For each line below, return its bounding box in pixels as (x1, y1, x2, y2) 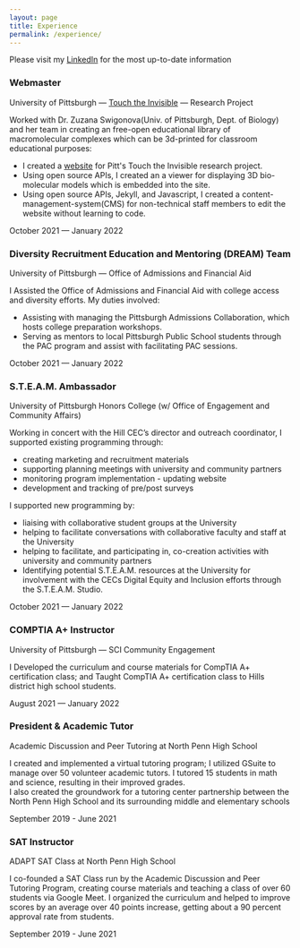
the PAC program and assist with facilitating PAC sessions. (21, 340, 238, 351)
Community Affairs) (9, 410, 82, 421)
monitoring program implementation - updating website (21, 474, 227, 484)
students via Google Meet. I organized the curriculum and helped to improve (9, 892, 291, 903)
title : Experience (9, 21, 78, 30)
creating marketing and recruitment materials (21, 454, 190, 465)
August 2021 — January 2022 (9, 697, 120, 708)
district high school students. (9, 680, 116, 691)
